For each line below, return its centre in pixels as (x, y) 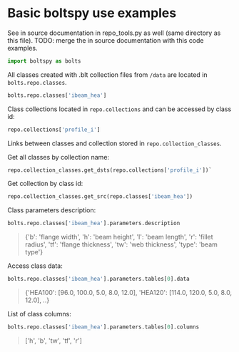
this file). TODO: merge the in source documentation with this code (106, 40)
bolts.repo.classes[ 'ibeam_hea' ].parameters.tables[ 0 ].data (99, 279)
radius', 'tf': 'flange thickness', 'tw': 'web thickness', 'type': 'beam (121, 244)
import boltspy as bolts (44, 61)
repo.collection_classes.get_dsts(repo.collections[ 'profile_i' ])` (110, 170)
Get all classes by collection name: (58, 157)
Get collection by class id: (45, 184)
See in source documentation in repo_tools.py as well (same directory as (114, 33)
